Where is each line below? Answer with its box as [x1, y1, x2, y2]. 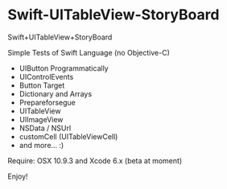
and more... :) [19, 140, 64, 150]
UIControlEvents [19, 72, 74, 81]
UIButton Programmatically [19, 63, 109, 73]
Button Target [19, 80, 65, 90]
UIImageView [19, 114, 64, 124]
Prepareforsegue [19, 97, 76, 107]
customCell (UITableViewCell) [19, 131, 118, 142]
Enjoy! [7, 171, 29, 181]
